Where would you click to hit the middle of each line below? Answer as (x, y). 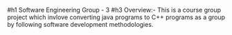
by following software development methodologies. (80, 24)
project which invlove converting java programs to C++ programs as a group (116, 17)
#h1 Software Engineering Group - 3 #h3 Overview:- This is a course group (114, 10)
